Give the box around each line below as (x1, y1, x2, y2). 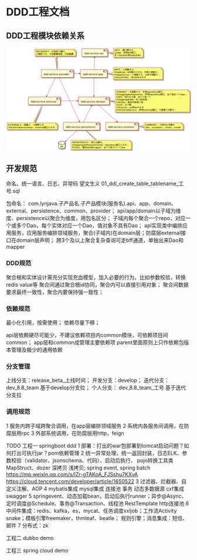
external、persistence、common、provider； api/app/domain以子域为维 (6, 207, 181, 215)
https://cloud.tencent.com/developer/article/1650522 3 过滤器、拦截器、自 (6, 478, 186, 485)
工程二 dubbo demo (6, 534, 54, 541)
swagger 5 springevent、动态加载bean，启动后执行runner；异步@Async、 (6, 492, 187, 499)
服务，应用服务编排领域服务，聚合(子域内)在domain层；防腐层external (11, 229, 181, 236)
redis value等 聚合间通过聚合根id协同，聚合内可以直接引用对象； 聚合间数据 (6, 281, 189, 288)
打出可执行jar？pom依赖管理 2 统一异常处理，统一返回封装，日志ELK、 (11, 449, 182, 456)
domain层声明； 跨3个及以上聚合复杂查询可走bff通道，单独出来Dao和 (16, 236, 184, 244)
